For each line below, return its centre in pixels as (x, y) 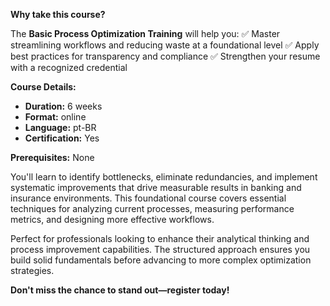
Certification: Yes (62, 138)
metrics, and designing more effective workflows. (112, 219)
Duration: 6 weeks (63, 106)
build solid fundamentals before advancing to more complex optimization (161, 260)
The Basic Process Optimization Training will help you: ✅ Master (145, 33)
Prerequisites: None (52, 157)
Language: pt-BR (60, 127)
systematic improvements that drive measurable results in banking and (156, 187)
